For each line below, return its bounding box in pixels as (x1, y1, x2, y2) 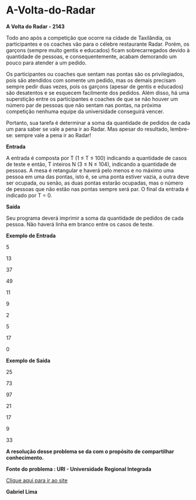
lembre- (170, 125, 190, 132)
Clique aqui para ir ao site (6, 477, 68, 484)
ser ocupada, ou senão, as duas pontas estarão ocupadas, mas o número (6, 179, 184, 186)
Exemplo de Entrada (6, 232, 56, 239)
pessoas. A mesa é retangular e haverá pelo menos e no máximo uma (6, 166, 174, 174)
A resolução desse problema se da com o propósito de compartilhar (6, 448, 174, 455)
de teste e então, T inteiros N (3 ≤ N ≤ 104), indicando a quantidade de (6, 161, 177, 168)
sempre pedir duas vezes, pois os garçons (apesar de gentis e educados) (6, 83, 184, 90)
